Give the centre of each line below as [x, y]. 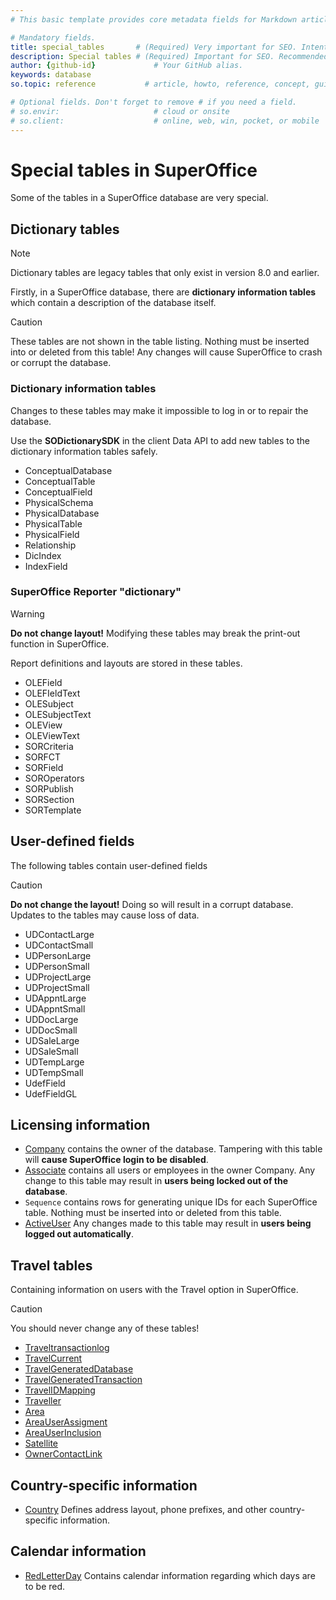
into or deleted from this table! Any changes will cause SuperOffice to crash [166, 352]
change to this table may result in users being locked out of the [156, 1181]
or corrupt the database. [61, 363]
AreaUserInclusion [63, 1433]
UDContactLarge [59, 934]
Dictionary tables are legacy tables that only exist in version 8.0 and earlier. [165, 273]
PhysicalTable [53, 523]
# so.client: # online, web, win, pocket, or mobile [165, 121]
